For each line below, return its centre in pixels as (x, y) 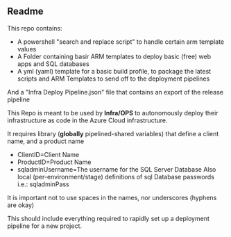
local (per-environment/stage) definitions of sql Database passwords (116, 177)
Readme (25, 11)
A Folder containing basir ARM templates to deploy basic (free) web (114, 56)
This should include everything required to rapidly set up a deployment (109, 218)
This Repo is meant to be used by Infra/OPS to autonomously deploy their (113, 113)
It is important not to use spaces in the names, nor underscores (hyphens (112, 197)
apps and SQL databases (53, 64)
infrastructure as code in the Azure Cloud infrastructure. (87, 120)
